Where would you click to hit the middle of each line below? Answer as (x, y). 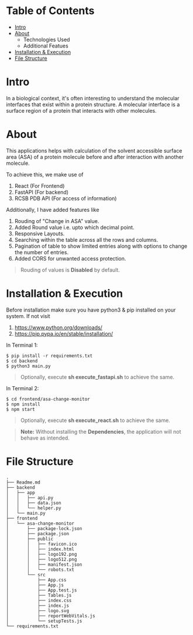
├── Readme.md (23, 482)
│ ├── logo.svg (37, 611)
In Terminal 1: (22, 345)
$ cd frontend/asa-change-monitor (48, 399)
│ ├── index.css (39, 600)
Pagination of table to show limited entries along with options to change (101, 246)
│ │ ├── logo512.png (42, 559)
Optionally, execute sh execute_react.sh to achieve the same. (95, 420)
